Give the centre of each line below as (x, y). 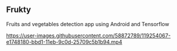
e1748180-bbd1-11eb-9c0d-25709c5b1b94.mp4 (64, 42)
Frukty (19, 10)
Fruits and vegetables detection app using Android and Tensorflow (88, 24)
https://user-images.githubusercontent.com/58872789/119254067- (88, 36)
